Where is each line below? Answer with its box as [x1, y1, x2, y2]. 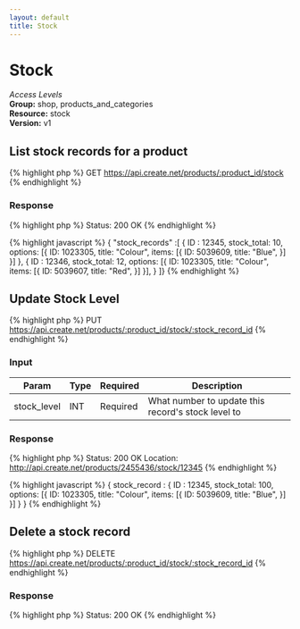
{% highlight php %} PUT [9, 314, 103, 326]
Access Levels [9, 89, 62, 100]
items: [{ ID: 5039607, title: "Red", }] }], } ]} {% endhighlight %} [9, 265, 239, 276]
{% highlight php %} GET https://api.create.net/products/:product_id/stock [9, 167, 284, 179]
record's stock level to [147, 406, 241, 418]
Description [191, 379, 243, 391]
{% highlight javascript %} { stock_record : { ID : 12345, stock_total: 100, [9, 479, 274, 490]
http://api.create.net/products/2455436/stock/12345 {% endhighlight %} [9, 462, 278, 473]
